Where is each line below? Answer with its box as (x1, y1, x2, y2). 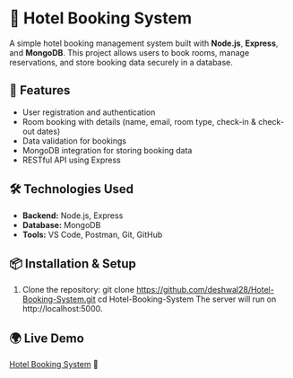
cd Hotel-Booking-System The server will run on (97, 294, 277, 304)
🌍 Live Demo (9, 330, 85, 346)
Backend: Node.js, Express (22, 210, 124, 221)
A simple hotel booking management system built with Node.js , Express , (9, 38, 279, 48)
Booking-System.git (22, 294, 96, 304)
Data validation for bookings (22, 135, 127, 146)
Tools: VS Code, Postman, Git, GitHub (22, 229, 163, 240)
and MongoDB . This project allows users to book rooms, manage (9, 47, 250, 57)
